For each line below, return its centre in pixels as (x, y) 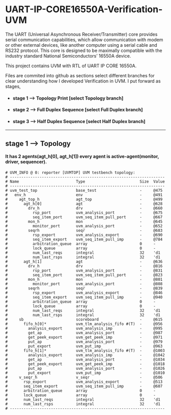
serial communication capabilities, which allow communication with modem (84, 40)
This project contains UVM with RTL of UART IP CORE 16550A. (71, 66)
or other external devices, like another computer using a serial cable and (81, 45)
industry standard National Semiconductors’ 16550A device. (68, 56)
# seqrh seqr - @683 (84, 230)
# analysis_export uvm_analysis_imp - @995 (84, 328)
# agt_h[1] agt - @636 (84, 261)
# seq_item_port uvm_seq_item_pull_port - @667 (84, 217)
